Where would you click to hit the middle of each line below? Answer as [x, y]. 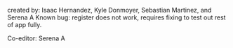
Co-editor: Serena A [36, 38]
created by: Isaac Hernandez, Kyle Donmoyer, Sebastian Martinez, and [109, 10]
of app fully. [25, 25]
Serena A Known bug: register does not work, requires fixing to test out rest [116, 17]
